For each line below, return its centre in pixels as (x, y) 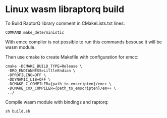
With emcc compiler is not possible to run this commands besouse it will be (84, 42)
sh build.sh (18, 111)
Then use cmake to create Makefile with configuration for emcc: (72, 57)
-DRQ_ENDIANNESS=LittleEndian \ (41, 71)
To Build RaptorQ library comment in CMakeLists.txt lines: (65, 23)
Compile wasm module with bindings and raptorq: (57, 102)
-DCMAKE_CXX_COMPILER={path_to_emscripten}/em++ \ (62, 88)
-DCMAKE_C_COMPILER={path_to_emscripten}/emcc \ (60, 84)
